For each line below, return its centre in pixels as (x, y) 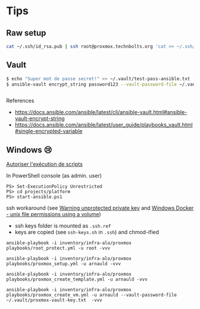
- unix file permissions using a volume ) (54, 215)
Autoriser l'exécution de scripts (45, 164)
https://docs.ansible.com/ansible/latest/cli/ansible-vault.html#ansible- (101, 112)
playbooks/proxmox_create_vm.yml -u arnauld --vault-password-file (92, 295)
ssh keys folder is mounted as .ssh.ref (63, 226)
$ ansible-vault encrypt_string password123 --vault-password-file (92, 84)
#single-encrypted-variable (49, 131)
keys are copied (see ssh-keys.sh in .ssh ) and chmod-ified (87, 232)
